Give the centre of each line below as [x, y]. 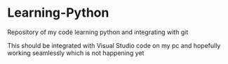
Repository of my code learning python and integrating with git [98, 32]
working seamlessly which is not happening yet [76, 53]
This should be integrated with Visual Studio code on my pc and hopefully [114, 45]
